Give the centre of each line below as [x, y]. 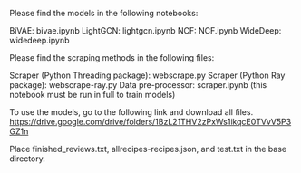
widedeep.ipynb [39, 40]
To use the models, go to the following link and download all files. [131, 112]
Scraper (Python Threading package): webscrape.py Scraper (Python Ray [147, 75]
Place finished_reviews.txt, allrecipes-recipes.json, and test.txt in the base [148, 149]
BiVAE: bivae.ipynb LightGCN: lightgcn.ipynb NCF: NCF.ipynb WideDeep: [146, 30]
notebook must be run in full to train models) [92, 95]
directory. [27, 159]
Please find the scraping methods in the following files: [112, 58]
